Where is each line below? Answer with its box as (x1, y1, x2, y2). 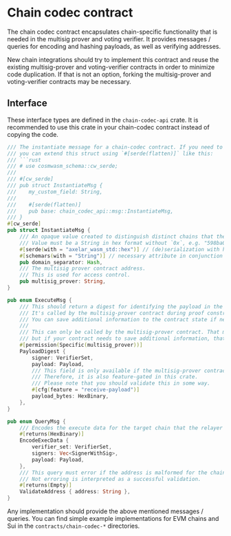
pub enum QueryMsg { (7, 418, 67, 425)
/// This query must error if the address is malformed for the (19, 469, 208, 476)
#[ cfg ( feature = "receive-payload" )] (32, 387, 140, 394)
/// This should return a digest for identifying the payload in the (19, 303, 223, 310)
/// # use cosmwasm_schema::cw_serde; (7, 163, 118, 170)
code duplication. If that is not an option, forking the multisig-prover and (7, 70, 212, 78)
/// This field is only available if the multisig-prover (32, 367, 201, 374)
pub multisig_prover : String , (19, 278, 107, 285)
